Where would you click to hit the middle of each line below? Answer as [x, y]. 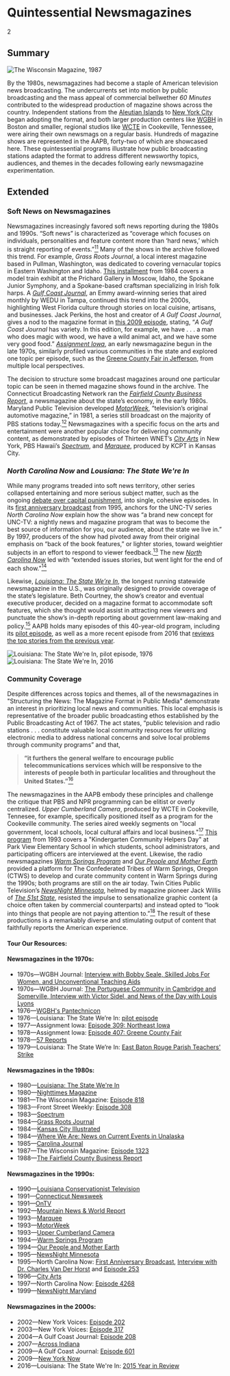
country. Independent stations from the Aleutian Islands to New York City [110, 112]
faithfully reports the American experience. [68, 928]
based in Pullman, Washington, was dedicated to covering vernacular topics [114, 264]
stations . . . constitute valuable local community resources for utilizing [107, 730]
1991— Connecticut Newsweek [60, 1196]
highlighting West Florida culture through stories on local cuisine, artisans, [112, 308]
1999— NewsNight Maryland [57, 1291]
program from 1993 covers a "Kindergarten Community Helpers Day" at [108, 839]
